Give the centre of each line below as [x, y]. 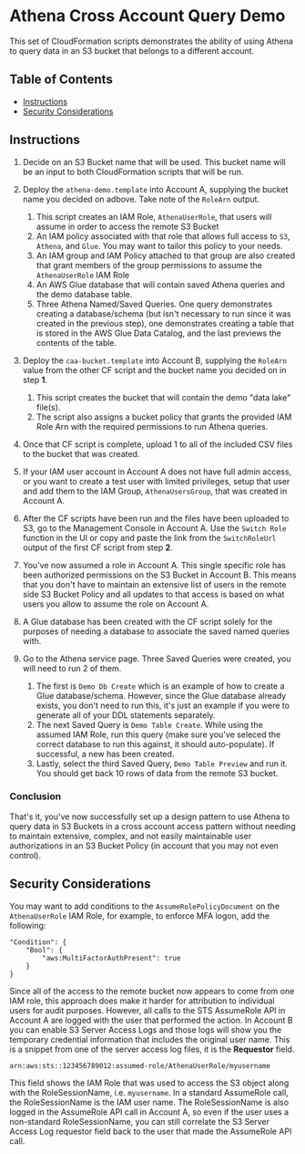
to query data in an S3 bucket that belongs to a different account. [132, 50]
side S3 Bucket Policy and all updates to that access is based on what [153, 594]
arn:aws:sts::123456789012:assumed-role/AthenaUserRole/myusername [140, 1066]
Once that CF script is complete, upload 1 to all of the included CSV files [158, 444]
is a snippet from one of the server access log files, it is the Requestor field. [152, 1049]
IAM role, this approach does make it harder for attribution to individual [142, 1001]
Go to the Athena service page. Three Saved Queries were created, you [157, 659]
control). [25, 855]
